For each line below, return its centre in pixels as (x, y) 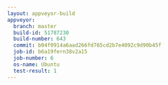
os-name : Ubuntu (36, 64)
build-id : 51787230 (41, 33)
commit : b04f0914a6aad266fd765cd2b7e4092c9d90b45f (87, 45)
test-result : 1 (35, 71)
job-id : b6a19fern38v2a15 (51, 52)
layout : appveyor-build (41, 13)
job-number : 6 (33, 58)
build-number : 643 (40, 39)
